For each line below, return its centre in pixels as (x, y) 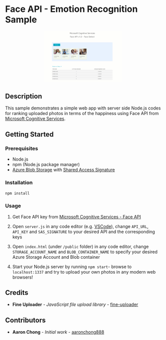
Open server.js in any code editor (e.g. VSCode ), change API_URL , (80, 226)
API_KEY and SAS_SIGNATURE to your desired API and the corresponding (83, 231)
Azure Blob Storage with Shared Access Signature (63, 170)
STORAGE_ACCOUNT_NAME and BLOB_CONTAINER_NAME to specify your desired (85, 252)
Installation (19, 182)
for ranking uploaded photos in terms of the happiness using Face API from (82, 113)
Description (24, 96)
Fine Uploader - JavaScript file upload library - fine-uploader (75, 305)
